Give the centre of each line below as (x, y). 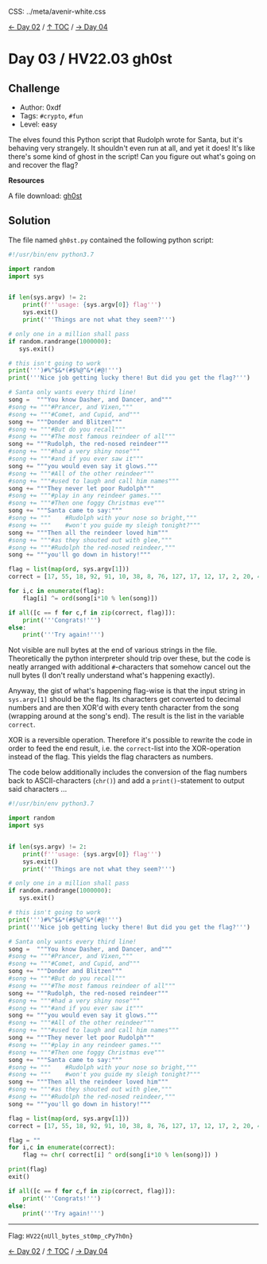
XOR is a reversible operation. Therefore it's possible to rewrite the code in (130, 740)
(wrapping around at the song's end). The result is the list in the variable (126, 716)
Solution (29, 221)
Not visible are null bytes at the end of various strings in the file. (113, 650)
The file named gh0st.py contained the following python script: (111, 240)
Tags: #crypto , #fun (51, 116)
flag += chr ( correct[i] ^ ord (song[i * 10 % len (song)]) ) (120, 1155)
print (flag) (28, 1169)
